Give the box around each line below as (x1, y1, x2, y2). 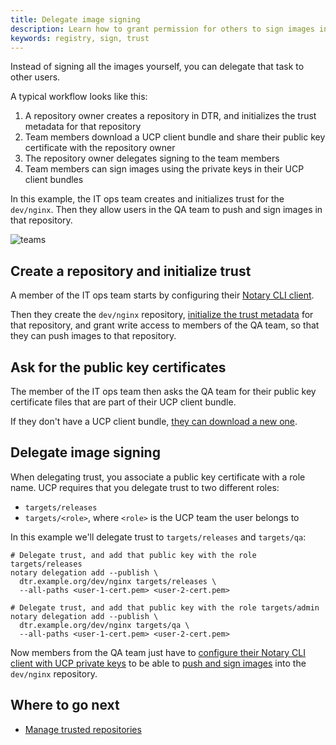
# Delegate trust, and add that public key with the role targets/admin (10, 602, 320, 613)
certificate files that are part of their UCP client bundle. (10, 396, 237, 408)
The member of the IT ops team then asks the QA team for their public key (10, 386, 317, 397)
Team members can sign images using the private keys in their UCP (24, 163, 305, 175)
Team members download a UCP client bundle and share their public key (24, 131, 326, 143)
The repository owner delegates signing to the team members (24, 152, 280, 165)
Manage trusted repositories (24, 723, 142, 735)
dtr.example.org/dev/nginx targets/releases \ (19, 576, 217, 586)
